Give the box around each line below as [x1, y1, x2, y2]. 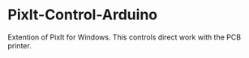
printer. [7, 40, 32, 50]
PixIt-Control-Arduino [7, 6, 158, 24]
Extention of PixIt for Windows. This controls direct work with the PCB [7, 32, 241, 42]
